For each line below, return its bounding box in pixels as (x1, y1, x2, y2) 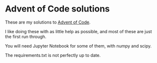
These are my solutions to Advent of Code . (5, 19, 91, 25)
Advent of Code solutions (5, 3, 110, 14)
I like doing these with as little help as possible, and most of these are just (5, 28, 152, 34)
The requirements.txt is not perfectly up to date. (5, 52, 101, 58)
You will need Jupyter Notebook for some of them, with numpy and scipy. (5, 43, 152, 49)
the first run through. (5, 34, 47, 39)
